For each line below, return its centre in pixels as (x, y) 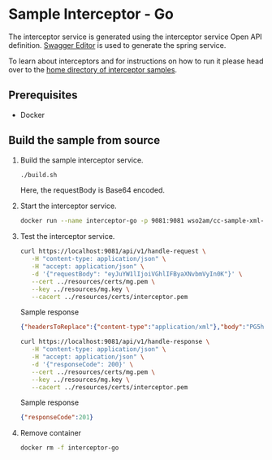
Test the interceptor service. (67, 237)
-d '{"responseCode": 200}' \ (82, 364)
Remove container (51, 433)
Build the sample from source (84, 140)
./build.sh (39, 175)
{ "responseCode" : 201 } (57, 418)
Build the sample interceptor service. (82, 160)
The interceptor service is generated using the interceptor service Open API (135, 37)
